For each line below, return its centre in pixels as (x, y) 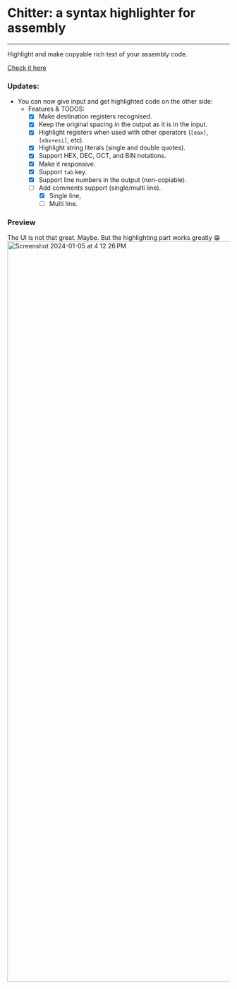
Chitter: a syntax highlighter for (102, 13)
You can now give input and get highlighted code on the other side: (115, 102)
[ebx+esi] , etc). (61, 140)
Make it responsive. (67, 164)
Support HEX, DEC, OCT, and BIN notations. (102, 156)
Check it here (27, 68)
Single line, (65, 195)
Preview (22, 222)
